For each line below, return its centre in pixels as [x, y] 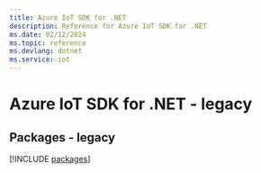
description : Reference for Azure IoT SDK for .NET [108, 26]
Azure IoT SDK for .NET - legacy [131, 104]
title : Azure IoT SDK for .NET [68, 18]
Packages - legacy [62, 137]
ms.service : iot [40, 59]
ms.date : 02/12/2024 [48, 34]
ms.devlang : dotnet [46, 51]
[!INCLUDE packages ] [50, 159]
